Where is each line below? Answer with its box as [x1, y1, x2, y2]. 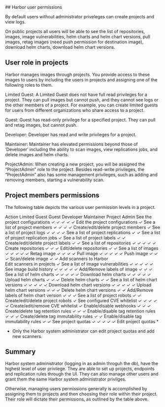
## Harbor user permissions [5, 4, 63, 10]
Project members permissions [5, 191, 99, 200]
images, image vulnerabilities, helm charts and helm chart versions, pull [5, 34, 150, 39]
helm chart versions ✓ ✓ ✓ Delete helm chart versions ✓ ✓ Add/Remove [5, 287, 154, 293]
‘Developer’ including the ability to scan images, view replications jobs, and [5, 146, 158, 152]
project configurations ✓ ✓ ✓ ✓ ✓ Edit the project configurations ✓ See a [5, 219, 156, 225]
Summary [5, 347, 36, 356]
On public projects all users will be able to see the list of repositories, [5, 29, 145, 34]
